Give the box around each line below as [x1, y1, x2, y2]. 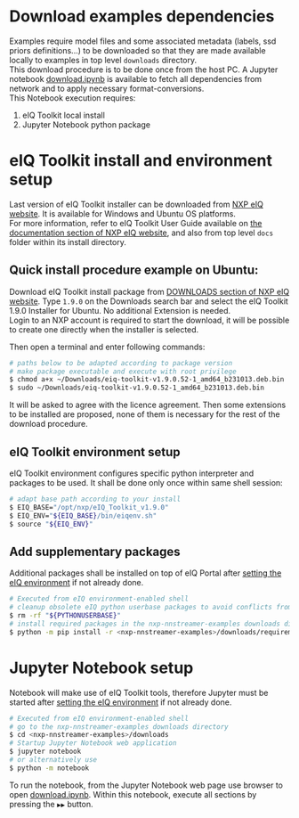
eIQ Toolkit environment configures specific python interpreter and [9, 468, 255, 479]
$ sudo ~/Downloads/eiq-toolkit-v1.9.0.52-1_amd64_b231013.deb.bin [9, 383, 265, 393]
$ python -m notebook [9, 764, 90, 773]
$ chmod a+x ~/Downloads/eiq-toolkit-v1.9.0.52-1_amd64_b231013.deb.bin [9, 375, 285, 384]
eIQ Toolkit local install [21, 110, 105, 120]
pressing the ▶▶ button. [9, 798, 93, 809]
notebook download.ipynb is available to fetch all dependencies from [9, 73, 263, 84]
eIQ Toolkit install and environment [9, 151, 273, 171]
